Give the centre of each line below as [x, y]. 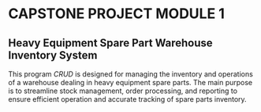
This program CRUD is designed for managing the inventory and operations [131, 74]
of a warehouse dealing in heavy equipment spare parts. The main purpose [130, 82]
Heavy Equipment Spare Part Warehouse [110, 43]
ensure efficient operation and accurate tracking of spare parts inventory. [127, 99]
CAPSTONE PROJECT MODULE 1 [116, 14]
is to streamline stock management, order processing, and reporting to [123, 91]
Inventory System [53, 55]
